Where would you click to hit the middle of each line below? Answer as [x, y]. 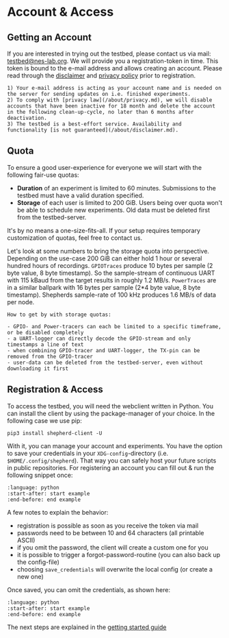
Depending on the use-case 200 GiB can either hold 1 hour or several [105, 258]
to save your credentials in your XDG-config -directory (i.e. [88, 453]
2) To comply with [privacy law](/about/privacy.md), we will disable [110, 100]
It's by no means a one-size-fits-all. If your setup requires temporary [104, 230]
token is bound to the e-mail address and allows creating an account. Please [115, 68]
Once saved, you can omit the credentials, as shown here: [89, 589]
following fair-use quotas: [43, 175]
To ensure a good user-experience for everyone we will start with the [105, 167]
